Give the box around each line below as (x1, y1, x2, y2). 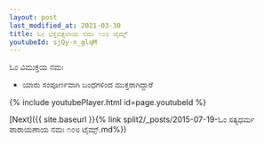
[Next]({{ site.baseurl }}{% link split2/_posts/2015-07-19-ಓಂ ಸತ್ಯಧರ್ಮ (9, 114, 255, 125)
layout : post (9, 12, 58, 22)
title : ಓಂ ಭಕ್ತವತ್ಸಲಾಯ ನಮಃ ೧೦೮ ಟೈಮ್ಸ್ (9, 29, 128, 38)
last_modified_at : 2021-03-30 (9, 21, 122, 30)
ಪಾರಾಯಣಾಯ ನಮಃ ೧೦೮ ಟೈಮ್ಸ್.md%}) (9, 125, 127, 135)
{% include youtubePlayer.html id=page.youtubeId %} (9, 97, 207, 108)
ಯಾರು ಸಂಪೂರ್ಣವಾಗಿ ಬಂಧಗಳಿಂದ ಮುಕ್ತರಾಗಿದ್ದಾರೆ (21, 80, 154, 90)
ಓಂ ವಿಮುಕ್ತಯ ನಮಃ (9, 62, 64, 72)
